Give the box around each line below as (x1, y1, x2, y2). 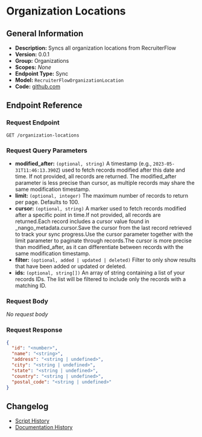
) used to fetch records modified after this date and (58, 166, 186, 173)
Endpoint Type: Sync (14, 70, 69, 77)
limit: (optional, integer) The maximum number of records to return (14, 192, 189, 199)
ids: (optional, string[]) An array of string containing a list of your (14, 269, 185, 276)
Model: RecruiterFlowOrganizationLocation (14, 77, 124, 83)
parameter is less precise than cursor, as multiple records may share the (14, 179, 195, 186)
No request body (6, 311, 48, 318)
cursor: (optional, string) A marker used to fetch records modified (14, 204, 187, 212)
